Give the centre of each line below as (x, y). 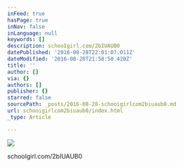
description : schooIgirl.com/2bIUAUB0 (64, 46)
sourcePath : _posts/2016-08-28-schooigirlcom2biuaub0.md (92, 104)
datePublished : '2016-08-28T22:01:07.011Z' (72, 53)
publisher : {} (28, 91)
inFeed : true (26, 14)
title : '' (22, 65)
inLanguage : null (32, 33)
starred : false (29, 98)
